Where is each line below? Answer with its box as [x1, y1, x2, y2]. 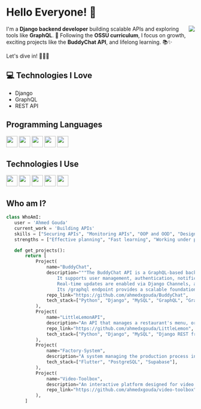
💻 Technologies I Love [6, 70, 93, 80]
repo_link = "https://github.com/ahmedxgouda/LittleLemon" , [46, 326, 194, 332]
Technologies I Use [6, 159, 79, 169]
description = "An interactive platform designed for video [46, 381, 194, 387]
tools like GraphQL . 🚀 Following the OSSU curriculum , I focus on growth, [6, 31, 186, 38]
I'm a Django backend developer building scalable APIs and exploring [6, 25, 179, 32]
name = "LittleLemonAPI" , [46, 315, 106, 321]
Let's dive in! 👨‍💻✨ [6, 52, 50, 59]
